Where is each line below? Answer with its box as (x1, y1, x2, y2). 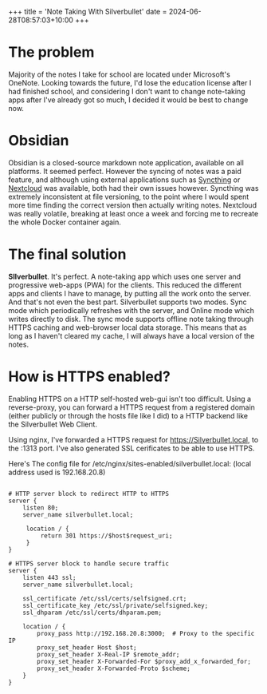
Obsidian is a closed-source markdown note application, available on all (8, 157, 245, 167)
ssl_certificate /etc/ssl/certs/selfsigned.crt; (22, 594, 187, 602)
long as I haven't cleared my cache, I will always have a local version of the (8, 331, 255, 340)
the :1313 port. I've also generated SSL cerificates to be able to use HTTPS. (8, 443, 255, 453)
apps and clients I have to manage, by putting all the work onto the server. (8, 288, 252, 298)
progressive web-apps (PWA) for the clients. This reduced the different (8, 280, 241, 290)
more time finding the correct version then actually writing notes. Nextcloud (8, 200, 257, 210)
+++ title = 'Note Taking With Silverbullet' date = (8, 7, 167, 16)
